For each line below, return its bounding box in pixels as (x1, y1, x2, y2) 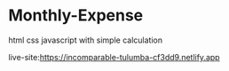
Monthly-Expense (8, 5, 144, 26)
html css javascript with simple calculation (8, 35, 163, 45)
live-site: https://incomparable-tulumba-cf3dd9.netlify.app (8, 51, 220, 62)
